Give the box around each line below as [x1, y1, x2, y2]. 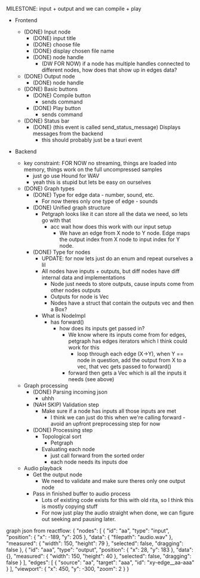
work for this [68, 344, 100, 351]
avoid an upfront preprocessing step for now [50, 420, 161, 427]
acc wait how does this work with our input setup [50, 223, 172, 230]
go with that [41, 217, 72, 224]
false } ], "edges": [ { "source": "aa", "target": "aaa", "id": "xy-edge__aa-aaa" [6, 559, 195, 566]
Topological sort [41, 433, 82, 440]
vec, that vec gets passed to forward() [77, 363, 172, 370]
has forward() [50, 318, 85, 325]
